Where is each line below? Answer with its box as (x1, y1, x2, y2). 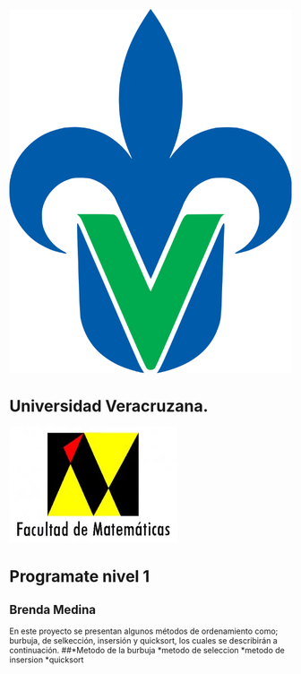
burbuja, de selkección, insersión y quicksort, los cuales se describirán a (9, 635, 278, 646)
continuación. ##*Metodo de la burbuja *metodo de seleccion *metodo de (9, 645, 285, 656)
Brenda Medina (9, 601, 97, 618)
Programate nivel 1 (9, 566, 150, 587)
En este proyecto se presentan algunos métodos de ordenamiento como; (9, 626, 279, 636)
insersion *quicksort (9, 654, 84, 665)
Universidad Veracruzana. (9, 396, 209, 417)
